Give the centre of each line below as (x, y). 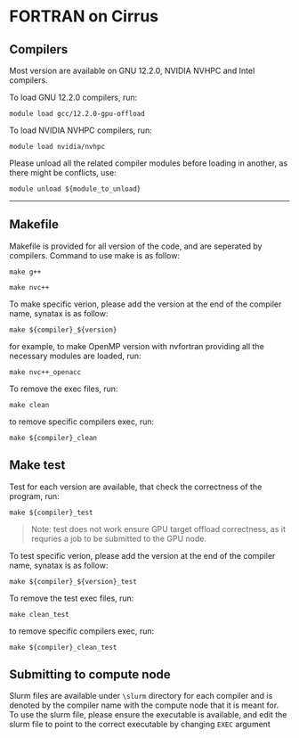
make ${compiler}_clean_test (63, 647)
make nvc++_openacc (45, 372)
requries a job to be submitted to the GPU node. (119, 538)
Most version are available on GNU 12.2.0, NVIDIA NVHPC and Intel (132, 70)
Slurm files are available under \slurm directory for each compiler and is (141, 696)
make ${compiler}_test (51, 512)
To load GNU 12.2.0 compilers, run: (73, 97)
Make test (37, 465)
